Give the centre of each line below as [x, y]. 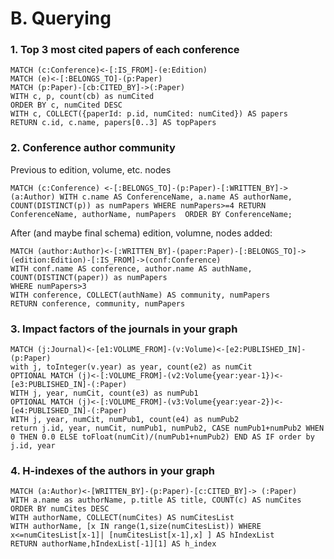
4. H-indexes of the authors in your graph [112, 470]
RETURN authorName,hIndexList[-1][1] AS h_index [113, 544]
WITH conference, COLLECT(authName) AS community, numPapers [140, 295]
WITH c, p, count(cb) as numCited [82, 97]
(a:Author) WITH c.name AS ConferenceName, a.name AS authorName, [151, 197]
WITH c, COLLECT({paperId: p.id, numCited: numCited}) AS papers [149, 114]
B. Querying [61, 18]
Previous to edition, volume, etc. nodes [91, 169]
